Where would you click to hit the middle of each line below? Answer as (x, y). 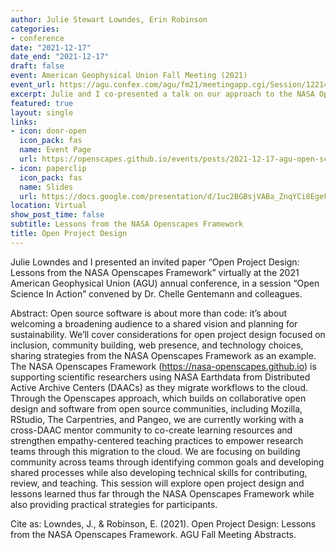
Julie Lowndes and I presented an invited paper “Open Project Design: (155, 262)
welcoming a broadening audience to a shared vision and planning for (154, 323)
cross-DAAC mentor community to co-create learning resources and (151, 430)
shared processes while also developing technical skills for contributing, (159, 472)
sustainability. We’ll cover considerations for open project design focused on (168, 334)
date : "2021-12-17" (51, 47)
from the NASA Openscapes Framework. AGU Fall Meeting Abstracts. (153, 534)
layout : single (42, 112)
